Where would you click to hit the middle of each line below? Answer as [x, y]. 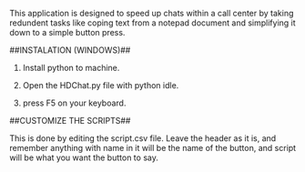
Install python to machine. [71, 68]
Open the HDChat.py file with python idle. [101, 85]
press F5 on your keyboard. [74, 103]
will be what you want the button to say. [84, 157]
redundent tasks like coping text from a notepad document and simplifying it [152, 23]
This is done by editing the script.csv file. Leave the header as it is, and [143, 138]
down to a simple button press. [67, 32]
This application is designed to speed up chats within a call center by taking [152, 13]
